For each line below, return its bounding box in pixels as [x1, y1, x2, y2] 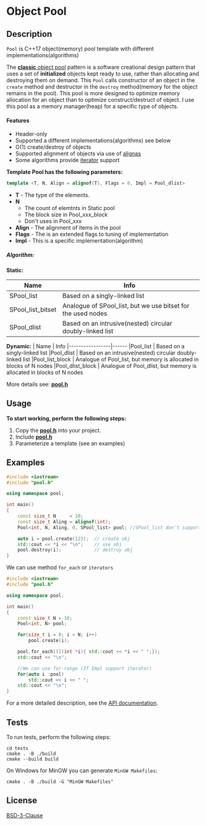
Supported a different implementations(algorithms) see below [15, 137, 171, 144]
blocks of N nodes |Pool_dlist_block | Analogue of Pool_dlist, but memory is [6, 362, 197, 370]
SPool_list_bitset [9, 305, 57, 314]
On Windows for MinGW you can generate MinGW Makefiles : [6, 767, 158, 774]
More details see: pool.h [6, 381, 69, 388]
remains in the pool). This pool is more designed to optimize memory [6, 90, 180, 96]
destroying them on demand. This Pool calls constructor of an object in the [6, 77, 195, 84]
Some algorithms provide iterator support [15, 157, 120, 164]
